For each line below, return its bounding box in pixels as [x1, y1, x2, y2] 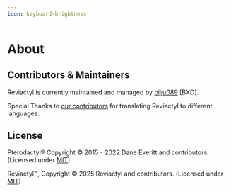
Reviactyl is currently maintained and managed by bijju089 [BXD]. [7, 88, 199, 96]
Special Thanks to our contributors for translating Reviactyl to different [7, 101, 213, 110]
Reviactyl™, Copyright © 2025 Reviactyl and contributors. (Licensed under [7, 169, 224, 178]
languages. [7, 109, 40, 118]
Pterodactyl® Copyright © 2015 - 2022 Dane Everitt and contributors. [7, 148, 210, 157]
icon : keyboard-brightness [7, 10, 87, 18]
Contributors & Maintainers [7, 69, 130, 81]
